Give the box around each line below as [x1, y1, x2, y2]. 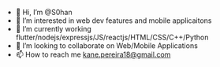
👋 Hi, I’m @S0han [15, 8, 73, 17]
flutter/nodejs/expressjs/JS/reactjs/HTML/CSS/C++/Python [15, 32, 209, 42]
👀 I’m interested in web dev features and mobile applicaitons [15, 16, 212, 25]
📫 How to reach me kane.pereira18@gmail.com [15, 50, 171, 59]
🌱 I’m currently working [15, 24, 92, 33]
